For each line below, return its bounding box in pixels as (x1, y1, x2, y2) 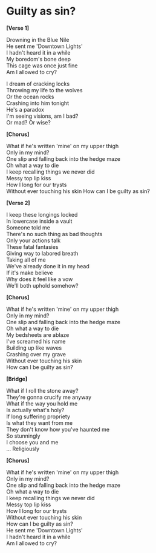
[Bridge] (6, 375, 28, 382)
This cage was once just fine (6, 62, 78, 69)
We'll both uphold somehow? (6, 282, 79, 289)
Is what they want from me (6, 419, 73, 426)
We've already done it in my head (6, 262, 89, 270)
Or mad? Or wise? (6, 118, 51, 126)
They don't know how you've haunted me (6, 426, 110, 433)
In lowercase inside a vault (6, 217, 73, 225)
